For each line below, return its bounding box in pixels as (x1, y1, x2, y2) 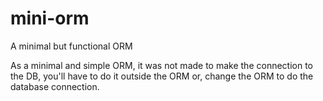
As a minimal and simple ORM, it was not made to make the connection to (10, 59, 314, 71)
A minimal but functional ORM (10, 40, 133, 52)
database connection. (10, 80, 100, 92)
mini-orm (10, 7, 90, 30)
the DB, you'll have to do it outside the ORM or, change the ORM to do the (10, 70, 314, 82)
